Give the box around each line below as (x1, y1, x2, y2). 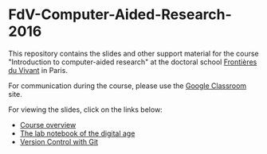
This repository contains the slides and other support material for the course (8, 48, 259, 58)
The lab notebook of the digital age (19, 129, 135, 138)
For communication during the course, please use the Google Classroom (8, 81, 247, 90)
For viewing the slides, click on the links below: (8, 105, 163, 114)
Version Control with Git (19, 137, 98, 146)
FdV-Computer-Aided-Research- (8, 6, 233, 24)
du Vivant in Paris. (8, 65, 68, 75)
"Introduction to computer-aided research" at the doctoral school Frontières (8, 57, 257, 67)
